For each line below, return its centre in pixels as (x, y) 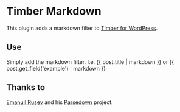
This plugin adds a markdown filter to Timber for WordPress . (82, 28)
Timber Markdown (54, 11)
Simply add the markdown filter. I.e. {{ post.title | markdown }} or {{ (90, 61)
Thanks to (26, 87)
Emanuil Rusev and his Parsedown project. (60, 102)
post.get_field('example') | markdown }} (56, 68)
